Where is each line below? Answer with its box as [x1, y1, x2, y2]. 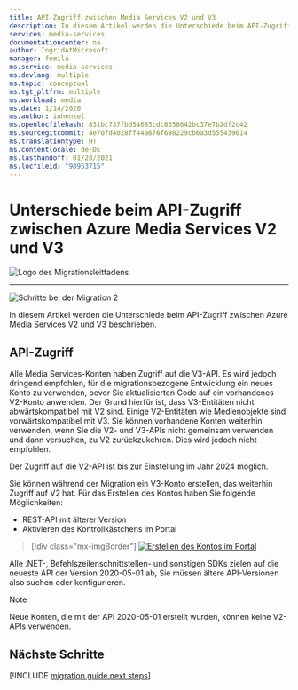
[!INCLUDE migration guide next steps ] [9, 670, 151, 680]
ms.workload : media [9, 95, 82, 105]
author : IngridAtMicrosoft [9, 46, 109, 55]
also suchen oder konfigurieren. [9, 577, 126, 588]
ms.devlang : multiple [9, 71, 90, 80]
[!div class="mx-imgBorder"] [30, 541, 137, 551]
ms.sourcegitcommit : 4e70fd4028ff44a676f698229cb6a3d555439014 [9, 129, 248, 138]
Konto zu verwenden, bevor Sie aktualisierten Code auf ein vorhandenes [9, 387, 275, 398]
